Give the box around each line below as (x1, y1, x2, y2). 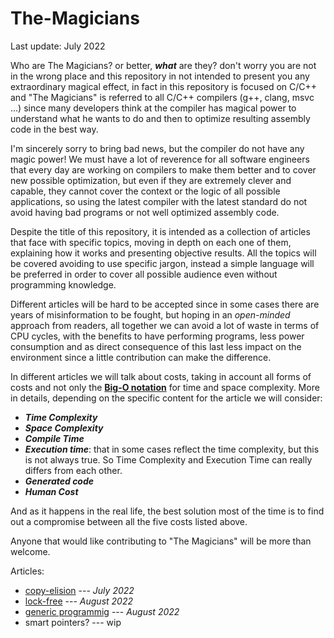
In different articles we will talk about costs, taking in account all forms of (10, 370, 312, 382)
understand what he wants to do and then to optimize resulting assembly (10, 112, 311, 124)
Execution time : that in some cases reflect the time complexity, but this (24, 443, 320, 455)
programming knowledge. (10, 278, 117, 291)
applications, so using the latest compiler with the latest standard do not (10, 195, 308, 207)
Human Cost (24, 485, 79, 497)
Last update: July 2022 (10, 40, 106, 52)
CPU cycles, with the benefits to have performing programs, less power (10, 330, 305, 342)
